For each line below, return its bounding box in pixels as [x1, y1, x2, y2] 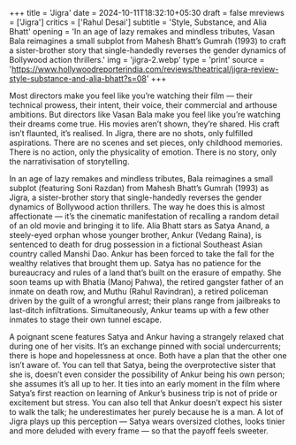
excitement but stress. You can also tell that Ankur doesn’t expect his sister [9, 397, 283, 408]
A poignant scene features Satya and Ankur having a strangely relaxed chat [9, 332, 285, 341]
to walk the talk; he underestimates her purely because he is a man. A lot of [9, 407, 285, 417]
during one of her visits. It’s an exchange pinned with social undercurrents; [9, 341, 281, 351]
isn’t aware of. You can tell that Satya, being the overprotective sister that [9, 360, 277, 370]
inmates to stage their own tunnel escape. [9, 314, 162, 325]
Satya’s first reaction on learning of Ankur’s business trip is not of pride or [9, 388, 278, 398]
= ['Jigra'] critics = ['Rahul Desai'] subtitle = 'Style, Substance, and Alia [9, 17, 268, 27]
